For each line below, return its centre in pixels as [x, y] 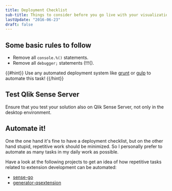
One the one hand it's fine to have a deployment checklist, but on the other [84, 141]
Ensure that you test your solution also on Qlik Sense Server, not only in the [85, 107]
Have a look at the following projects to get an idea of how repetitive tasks [83, 162]
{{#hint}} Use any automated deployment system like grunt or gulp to [78, 73]
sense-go [23, 177]
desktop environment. [28, 112]
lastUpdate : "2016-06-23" [33, 20]
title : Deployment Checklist [36, 10]
